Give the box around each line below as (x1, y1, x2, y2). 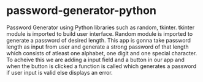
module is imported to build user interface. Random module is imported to (6, 30, 193, 37)
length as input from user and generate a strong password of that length (6, 43, 189, 50)
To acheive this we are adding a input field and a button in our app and (6, 56, 185, 63)
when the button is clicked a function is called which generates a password (6, 62, 197, 70)
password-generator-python (6, 4, 156, 18)
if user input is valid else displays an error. (6, 69, 113, 76)
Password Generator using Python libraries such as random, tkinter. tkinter (6, 24, 195, 31)
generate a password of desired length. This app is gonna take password (6, 36, 191, 44)
